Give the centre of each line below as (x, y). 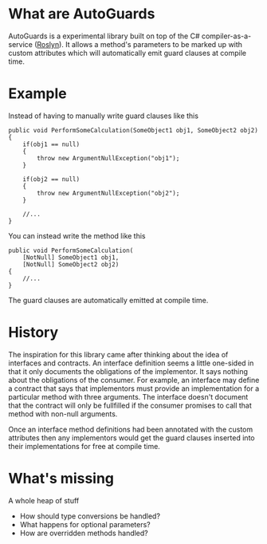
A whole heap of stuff (44, 500)
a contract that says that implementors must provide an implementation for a (134, 388)
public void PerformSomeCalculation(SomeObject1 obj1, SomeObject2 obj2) (133, 130)
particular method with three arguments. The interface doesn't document (128, 396)
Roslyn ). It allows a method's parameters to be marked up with (140, 44)
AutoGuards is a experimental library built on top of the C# (104, 36)
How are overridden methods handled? (84, 533)
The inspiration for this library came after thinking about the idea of (118, 354)
